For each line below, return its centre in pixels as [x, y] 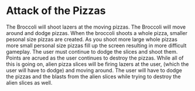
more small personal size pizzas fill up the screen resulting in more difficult [96, 45]
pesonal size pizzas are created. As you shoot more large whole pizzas [92, 39]
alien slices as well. [29, 82]
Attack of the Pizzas [56, 11]
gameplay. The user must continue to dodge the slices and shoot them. [92, 51]
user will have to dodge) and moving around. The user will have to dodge [94, 70]
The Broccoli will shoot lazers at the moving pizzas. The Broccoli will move [96, 27]
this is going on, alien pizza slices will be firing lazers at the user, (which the [97, 64]
